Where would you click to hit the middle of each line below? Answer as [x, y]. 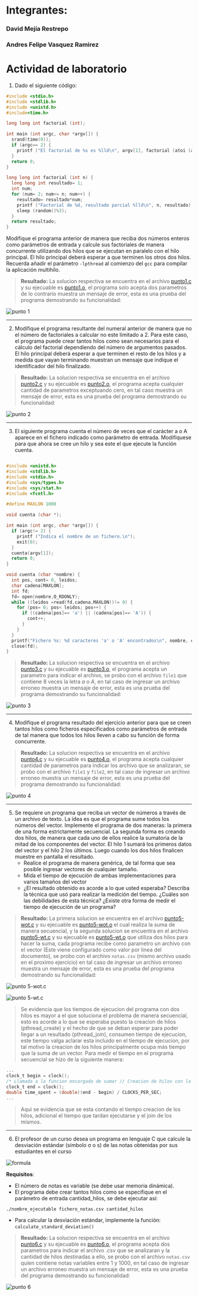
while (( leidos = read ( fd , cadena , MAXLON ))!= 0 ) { [72, 602]
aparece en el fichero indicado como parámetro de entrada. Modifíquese [103, 437]
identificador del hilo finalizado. [53, 366]
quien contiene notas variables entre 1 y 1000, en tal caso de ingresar [105, 1263]
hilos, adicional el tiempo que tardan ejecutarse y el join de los [96, 1115]
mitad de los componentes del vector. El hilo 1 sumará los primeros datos [103, 844]
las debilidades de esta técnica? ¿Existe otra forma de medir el [99, 901]
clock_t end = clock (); [35, 1087]
